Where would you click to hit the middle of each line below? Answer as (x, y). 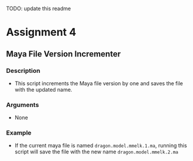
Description (23, 71)
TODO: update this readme (39, 9)
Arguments (23, 105)
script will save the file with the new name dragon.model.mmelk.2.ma (96, 152)
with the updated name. (43, 89)
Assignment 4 (41, 32)
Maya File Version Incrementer (64, 54)
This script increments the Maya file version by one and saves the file (99, 83)
